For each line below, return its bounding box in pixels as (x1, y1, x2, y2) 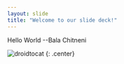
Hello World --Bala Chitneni (7, 35, 87, 44)
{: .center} (45, 49, 75, 58)
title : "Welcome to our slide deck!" (7, 17, 118, 24)
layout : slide (7, 10, 49, 17)
